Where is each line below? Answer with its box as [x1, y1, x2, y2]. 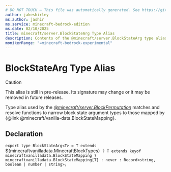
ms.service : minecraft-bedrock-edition [5, 21, 90, 27]
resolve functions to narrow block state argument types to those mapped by [5, 110, 165, 116]
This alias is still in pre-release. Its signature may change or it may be [5, 89, 150, 95]
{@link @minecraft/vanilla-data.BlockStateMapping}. [5, 115, 116, 121]
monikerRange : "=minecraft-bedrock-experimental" [5, 41, 113, 46]
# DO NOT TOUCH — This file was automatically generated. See [5, 7, 140, 13]
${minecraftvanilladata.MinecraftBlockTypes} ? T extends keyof [5, 148, 141, 154]
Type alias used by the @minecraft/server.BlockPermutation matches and [5, 104, 160, 110]
